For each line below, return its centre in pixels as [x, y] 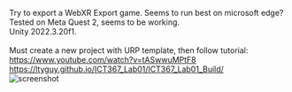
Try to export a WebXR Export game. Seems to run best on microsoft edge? [146, 13]
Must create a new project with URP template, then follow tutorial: [129, 50]
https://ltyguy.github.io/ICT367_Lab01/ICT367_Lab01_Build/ [116, 69]
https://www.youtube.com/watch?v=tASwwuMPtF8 [103, 60]
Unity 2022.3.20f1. [43, 31]
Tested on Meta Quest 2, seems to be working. [94, 22]
